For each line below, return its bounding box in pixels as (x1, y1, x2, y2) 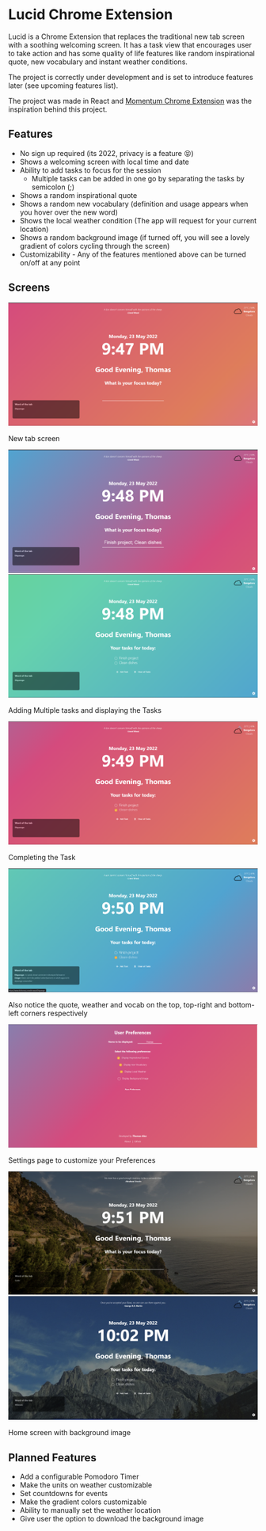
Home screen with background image (8, 1428, 131, 1438)
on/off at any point (19, 257, 81, 267)
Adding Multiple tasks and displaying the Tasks (8, 706, 162, 715)
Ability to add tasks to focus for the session (19, 165, 161, 175)
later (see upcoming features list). (8, 81, 119, 90)
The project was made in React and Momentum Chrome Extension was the (8, 96, 253, 105)
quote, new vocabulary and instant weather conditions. (8, 57, 188, 67)
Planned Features (8, 1451, 97, 1464)
